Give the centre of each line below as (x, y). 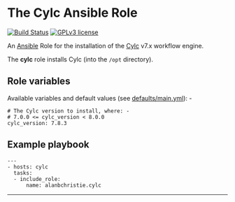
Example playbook (48, 145)
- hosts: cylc (28, 167)
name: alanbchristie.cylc (63, 185)
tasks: (23, 173)
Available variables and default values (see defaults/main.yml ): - (100, 98)
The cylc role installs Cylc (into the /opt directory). (80, 59)
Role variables (39, 81)
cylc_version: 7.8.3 (37, 123)
